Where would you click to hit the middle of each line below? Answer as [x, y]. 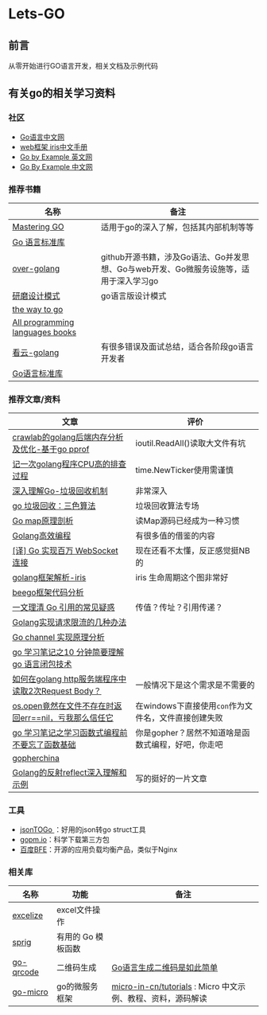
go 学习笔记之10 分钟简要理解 [68, 652]
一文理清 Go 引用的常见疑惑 [64, 607]
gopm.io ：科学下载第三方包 [64, 839]
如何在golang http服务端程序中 [70, 679]
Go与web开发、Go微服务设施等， [179, 269]
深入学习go [137, 281]
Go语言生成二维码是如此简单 [165, 967]
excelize [28, 915]
